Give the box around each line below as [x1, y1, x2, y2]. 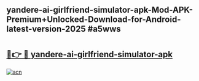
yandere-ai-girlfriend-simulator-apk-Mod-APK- [6, 5, 193, 15]
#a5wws [87, 24, 121, 34]
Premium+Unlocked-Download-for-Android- [6, 15, 181, 25]
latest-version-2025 [6, 24, 86, 34]
